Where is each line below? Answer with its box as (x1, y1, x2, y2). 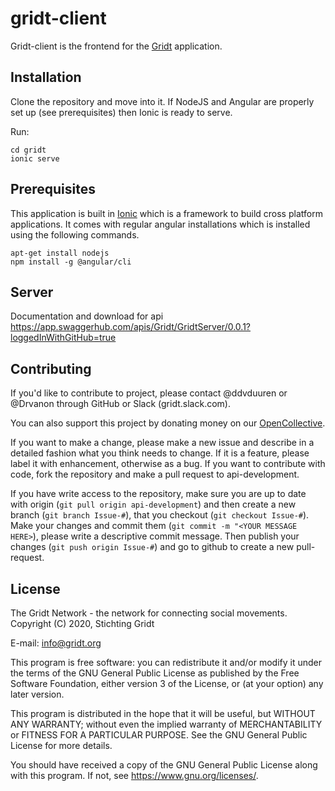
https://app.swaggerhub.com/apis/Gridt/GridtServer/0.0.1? (10, 321, 252, 333)
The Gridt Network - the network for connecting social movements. (10, 607, 288, 619)
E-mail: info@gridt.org (10, 637, 102, 649)
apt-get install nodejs (10, 248, 110, 258)
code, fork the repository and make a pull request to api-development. (10, 468, 300, 481)
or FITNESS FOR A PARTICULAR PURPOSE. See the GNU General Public (10, 729, 308, 741)
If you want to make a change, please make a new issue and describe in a (10, 437, 315, 449)
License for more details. (10, 740, 113, 751)
